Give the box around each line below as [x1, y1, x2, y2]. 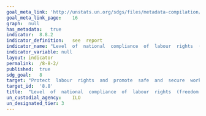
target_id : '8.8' [6, 83, 53, 90]
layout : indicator [6, 55, 53, 61]
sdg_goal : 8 [6, 72, 43, 78]
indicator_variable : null [6, 49, 72, 55]
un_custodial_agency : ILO [6, 95, 81, 101]
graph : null [6, 20, 40, 26]
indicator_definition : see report [6, 37, 103, 44]
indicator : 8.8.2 [6, 32, 53, 38]
